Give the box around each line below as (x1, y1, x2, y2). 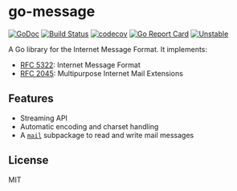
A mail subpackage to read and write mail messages (19, 130, 194, 140)
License (8, 153, 49, 167)
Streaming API (19, 113, 68, 123)
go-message (8, 2, 96, 21)
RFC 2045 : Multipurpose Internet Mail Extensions (19, 68, 183, 78)
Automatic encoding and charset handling (19, 121, 159, 131)
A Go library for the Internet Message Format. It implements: (8, 44, 207, 54)
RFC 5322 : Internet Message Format (19, 59, 141, 70)
